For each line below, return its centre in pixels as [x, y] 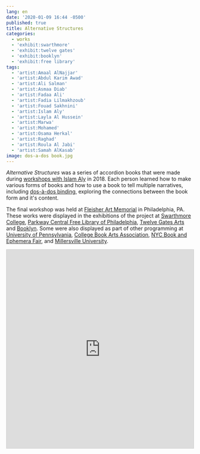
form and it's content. [33, 198]
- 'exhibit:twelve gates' [44, 51]
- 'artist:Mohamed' [36, 128]
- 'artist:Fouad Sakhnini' [45, 106]
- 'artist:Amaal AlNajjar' [45, 73]
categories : [21, 34]
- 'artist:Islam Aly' [38, 111]
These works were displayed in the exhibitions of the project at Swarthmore [99, 216]
